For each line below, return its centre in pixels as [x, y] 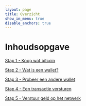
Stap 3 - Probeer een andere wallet [40, 79]
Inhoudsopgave [37, 47]
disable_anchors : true [28, 23]
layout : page [18, 9]
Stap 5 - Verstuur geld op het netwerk [43, 98]
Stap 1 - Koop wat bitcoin [30, 61]
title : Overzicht [23, 14]
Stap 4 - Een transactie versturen [38, 89]
